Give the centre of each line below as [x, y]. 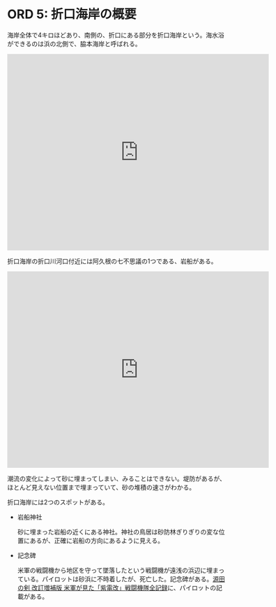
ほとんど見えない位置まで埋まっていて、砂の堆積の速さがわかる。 [101, 487]
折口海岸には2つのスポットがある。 [58, 502]
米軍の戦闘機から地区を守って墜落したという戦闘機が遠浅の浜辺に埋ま [118, 570]
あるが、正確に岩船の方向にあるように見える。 [97, 540]
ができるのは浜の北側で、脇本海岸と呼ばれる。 [74, 43]
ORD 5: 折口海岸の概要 [72, 14]
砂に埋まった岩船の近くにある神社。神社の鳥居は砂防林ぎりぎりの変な [118, 532]
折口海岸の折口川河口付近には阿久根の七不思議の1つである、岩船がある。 [112, 261]
